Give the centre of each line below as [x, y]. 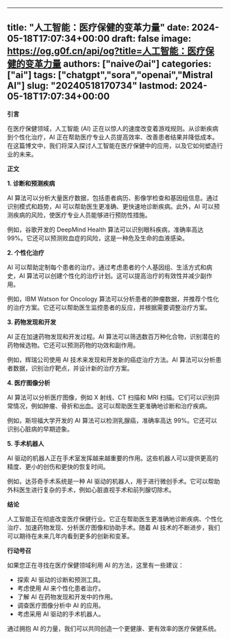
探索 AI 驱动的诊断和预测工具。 [61, 579]
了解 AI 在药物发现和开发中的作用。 [67, 597]
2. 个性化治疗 [26, 252]
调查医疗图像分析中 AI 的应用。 [61, 605]
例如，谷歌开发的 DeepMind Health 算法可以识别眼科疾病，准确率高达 [105, 229]
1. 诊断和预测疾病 [31, 183]
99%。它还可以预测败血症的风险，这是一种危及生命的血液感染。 [98, 238]
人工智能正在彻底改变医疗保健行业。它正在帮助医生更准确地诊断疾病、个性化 [115, 518]
